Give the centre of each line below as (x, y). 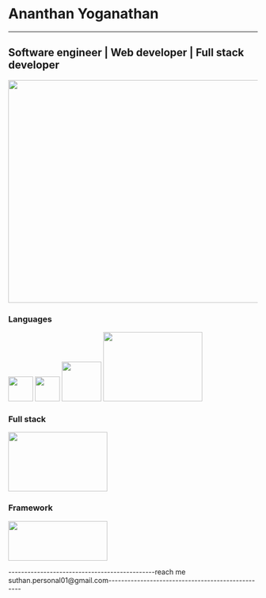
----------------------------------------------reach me (97, 572)
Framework (30, 508)
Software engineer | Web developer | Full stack (126, 53)
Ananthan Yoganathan (84, 14)
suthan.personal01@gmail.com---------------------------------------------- (132, 580)
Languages (30, 319)
